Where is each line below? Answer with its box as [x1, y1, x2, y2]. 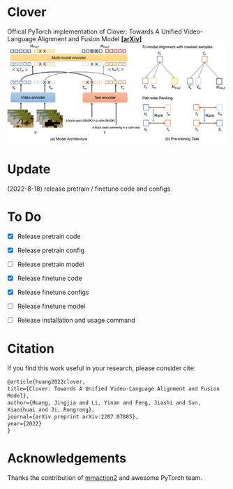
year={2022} [7, 421, 42, 428]
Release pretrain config [17, 246, 85, 254]
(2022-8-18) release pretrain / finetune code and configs [7, 184, 171, 193]
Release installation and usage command [17, 316, 136, 325]
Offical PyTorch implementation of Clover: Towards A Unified [7, 27, 183, 36]
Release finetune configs [17, 288, 89, 296]
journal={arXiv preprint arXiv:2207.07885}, [7, 414, 139, 421]
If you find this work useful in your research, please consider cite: [7, 364, 196, 372]
